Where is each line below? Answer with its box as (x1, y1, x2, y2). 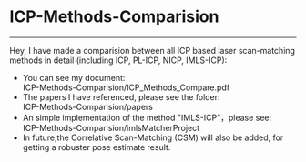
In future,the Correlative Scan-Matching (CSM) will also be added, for (22, 132, 284, 143)
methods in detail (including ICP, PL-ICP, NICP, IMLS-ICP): (9, 55, 228, 66)
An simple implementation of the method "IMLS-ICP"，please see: (22, 112, 272, 123)
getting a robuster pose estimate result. (22, 141, 171, 152)
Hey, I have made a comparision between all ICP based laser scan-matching (9, 45, 296, 56)
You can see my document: (22, 72, 126, 83)
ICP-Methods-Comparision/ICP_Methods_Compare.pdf (22, 82, 230, 93)
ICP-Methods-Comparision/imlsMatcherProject (22, 122, 200, 133)
